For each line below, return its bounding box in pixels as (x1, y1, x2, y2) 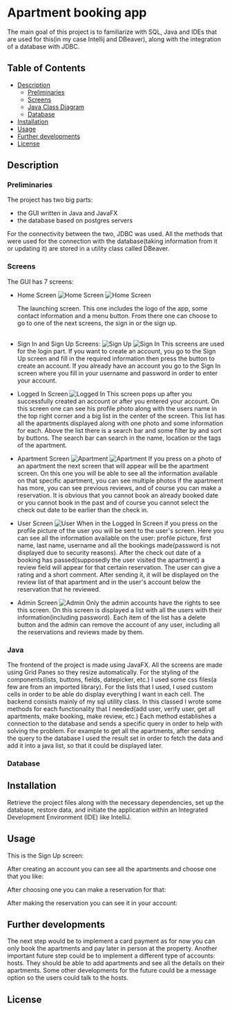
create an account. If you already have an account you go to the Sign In (17, 361, 221, 370)
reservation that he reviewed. (17, 585, 101, 593)
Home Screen (17, 291, 57, 299)
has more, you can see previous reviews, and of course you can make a (17, 483, 222, 492)
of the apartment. (17, 440, 68, 449)
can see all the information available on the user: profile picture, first (17, 534, 212, 542)
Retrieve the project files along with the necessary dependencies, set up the (7, 798, 224, 806)
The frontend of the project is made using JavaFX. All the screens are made (7, 661, 223, 669)
